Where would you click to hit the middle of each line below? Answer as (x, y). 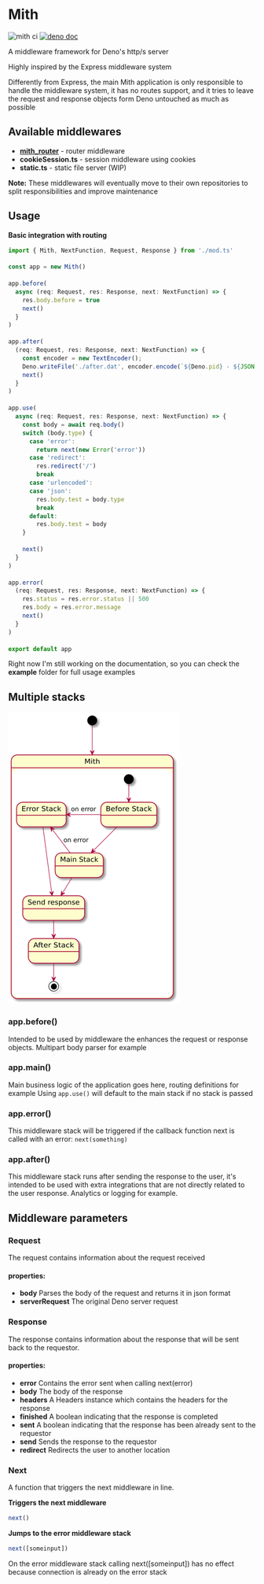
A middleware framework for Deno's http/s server (88, 51)
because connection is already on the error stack (88, 1571)
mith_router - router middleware (72, 150)
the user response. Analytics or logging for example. (93, 1194)
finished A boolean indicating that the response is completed (119, 1416)
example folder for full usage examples (72, 672)
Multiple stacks (47, 697)
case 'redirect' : (57, 458)
